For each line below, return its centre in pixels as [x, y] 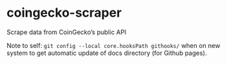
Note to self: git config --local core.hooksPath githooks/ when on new [114, 45]
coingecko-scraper [64, 13]
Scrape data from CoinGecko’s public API [67, 32]
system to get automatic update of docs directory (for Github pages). [107, 53]
